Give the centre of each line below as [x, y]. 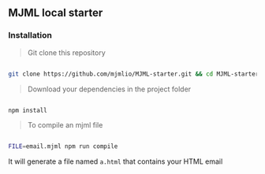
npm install [28, 110]
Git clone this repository [67, 52]
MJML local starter [56, 13]
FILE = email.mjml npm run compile [63, 146]
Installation [30, 35]
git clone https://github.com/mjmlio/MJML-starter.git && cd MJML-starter [134, 74]
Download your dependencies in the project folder [109, 89]
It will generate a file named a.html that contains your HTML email [116, 161]
